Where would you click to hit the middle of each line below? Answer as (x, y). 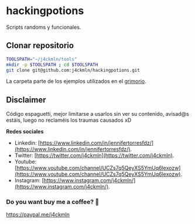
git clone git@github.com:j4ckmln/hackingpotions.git (73, 70)
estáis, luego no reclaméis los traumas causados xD (69, 120)
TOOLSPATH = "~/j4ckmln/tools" (42, 59)
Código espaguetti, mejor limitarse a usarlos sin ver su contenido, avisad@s (97, 114)
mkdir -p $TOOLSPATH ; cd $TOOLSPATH (52, 65)
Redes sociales (25, 132)
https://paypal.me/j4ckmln (38, 215)
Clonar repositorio (40, 46)
